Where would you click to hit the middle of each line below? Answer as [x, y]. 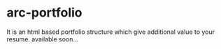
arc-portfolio [44, 13]
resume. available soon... [42, 39]
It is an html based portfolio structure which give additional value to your [110, 32]
